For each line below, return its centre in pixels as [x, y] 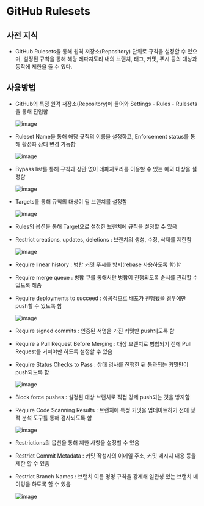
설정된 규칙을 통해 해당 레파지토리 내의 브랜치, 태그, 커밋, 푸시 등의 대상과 [110, 59]
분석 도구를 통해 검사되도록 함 [57, 418]
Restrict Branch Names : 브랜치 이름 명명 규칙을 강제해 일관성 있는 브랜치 [103, 476]
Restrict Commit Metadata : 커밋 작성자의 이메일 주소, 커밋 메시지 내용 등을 [106, 456]
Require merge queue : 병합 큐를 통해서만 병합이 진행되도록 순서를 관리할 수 [107, 277]
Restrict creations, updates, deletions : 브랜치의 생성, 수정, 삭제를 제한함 [103, 239]
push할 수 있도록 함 [38, 305]
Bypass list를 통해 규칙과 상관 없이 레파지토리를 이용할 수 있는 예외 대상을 [103, 169]
